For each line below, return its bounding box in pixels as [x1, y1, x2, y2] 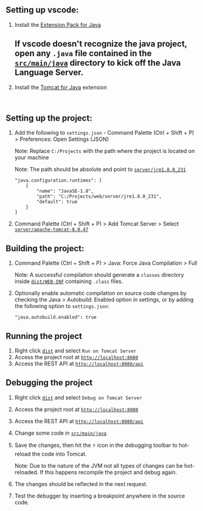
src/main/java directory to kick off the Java [14, 58, 181, 68]
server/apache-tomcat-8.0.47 [14, 227, 89, 233]
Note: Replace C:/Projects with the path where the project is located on [14, 148, 195, 155]
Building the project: [5, 243, 84, 254]
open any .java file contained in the [14, 48, 152, 59]
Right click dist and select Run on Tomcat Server [14, 347, 137, 354]
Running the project [5, 331, 83, 341]
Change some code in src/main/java [14, 429, 107, 437]
